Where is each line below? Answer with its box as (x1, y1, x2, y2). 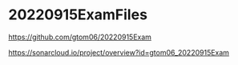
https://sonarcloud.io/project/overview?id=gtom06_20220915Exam (8, 47, 230, 57)
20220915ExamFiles (8, 6, 148, 24)
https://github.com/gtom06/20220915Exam (8, 32, 152, 42)
